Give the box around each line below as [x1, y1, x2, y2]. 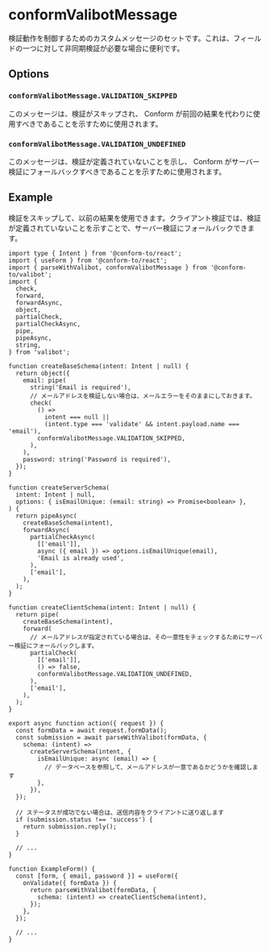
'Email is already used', [37, 554, 125, 562]
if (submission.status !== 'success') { [15, 816, 153, 824]
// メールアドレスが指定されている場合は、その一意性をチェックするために [29, 633, 245, 642]
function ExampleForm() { [8, 865, 95, 873]
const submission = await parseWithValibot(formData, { [15, 733, 207, 741]
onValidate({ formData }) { [23, 878, 117, 887]
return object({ [15, 369, 70, 377]
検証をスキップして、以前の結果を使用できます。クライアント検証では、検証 [8, 213, 261, 222]
